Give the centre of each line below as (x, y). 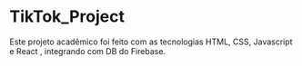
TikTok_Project (67, 17)
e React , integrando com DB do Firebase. (88, 51)
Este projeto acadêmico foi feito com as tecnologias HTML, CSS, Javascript (151, 42)
